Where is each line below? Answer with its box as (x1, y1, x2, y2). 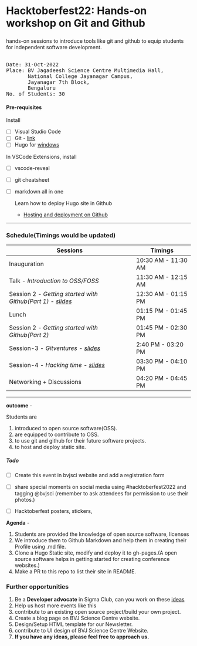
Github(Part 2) (9, 331, 49, 339)
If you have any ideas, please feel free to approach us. (14, 633, 150, 640)
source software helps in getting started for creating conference (14, 556, 170, 563)
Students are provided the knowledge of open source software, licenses (14, 531, 189, 538)
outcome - (6, 402, 32, 409)
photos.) (14, 497, 35, 504)
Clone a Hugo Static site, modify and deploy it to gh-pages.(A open (14, 549, 178, 556)
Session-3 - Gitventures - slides (9, 344, 101, 352)
